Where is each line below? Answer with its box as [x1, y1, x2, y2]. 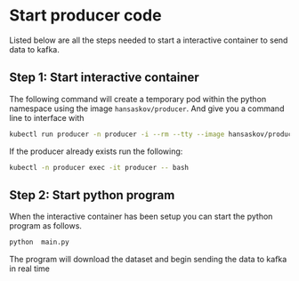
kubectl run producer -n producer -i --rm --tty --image [9, 130, 225, 139]
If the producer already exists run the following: [9, 146, 183, 157]
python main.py [9, 237, 69, 247]
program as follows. [9, 221, 83, 231]
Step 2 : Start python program [9, 188, 175, 203]
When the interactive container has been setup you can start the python [9, 211, 273, 222]
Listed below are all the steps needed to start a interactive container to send [9, 35, 288, 45]
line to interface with [9, 112, 85, 123]
